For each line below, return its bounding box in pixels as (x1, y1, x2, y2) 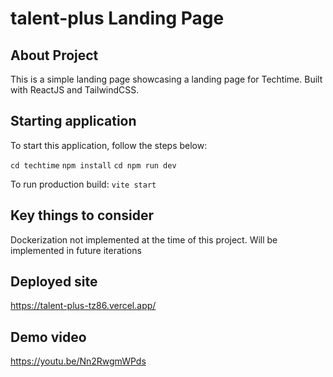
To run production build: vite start (10, 178, 157, 190)
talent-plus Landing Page (10, 7, 225, 30)
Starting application (10, 113, 137, 130)
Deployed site (10, 273, 98, 291)
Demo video (10, 328, 87, 346)
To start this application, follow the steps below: (10, 139, 208, 151)
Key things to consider (10, 207, 155, 224)
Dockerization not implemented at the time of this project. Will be (10, 233, 278, 246)
